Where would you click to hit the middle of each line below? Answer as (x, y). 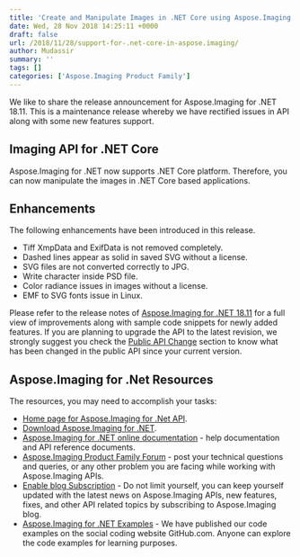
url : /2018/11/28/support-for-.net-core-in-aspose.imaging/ (124, 43)
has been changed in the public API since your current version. (126, 351)
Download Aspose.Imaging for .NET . (89, 428)
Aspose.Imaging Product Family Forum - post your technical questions (153, 457)
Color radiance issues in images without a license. (115, 286)
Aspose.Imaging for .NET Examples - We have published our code (145, 524)
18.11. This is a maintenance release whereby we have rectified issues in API (150, 111)
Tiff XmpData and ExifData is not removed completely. (123, 247)
